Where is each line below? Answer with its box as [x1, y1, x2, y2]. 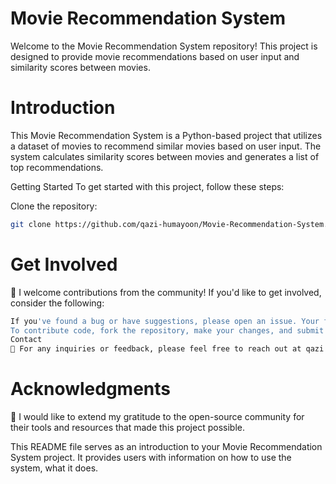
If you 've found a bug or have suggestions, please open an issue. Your [10, 316, 320, 326]
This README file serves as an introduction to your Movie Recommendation [10, 441, 323, 453]
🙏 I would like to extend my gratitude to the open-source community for [10, 411, 305, 423]
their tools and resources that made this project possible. [10, 422, 245, 434]
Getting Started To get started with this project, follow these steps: [10, 180, 285, 192]
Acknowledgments [10, 378, 172, 401]
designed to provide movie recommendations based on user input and [10, 50, 300, 62]
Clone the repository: [10, 200, 98, 212]
